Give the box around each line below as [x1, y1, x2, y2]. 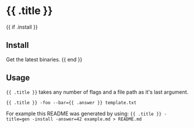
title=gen [6, 116, 30, 122]
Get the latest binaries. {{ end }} [6, 56, 83, 63]
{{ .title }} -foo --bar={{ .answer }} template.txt [6, 99, 137, 106]
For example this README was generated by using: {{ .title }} [6, 110, 162, 117]
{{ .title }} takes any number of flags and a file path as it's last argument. [6, 88, 189, 95]
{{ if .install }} [6, 23, 38, 30]
